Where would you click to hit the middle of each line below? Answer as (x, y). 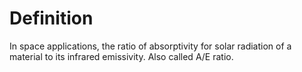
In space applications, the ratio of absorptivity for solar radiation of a (150, 46)
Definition (51, 18)
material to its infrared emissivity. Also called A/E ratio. (121, 56)
